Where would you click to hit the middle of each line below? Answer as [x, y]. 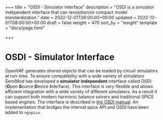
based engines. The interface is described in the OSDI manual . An [72, 102]
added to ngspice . [23, 112]
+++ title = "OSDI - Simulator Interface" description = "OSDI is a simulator [80, 7]
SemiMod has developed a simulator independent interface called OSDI [78, 81]
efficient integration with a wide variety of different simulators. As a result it [81, 91]
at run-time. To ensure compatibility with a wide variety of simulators [75, 76]
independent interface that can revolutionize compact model [66, 12]
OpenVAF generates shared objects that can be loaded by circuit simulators [81, 71]
